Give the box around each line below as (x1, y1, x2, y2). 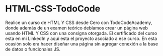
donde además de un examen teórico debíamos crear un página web (5, 24, 148, 30)
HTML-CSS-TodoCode (5, 3, 101, 14)
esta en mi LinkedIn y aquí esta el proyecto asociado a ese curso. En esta (5, 35, 157, 41)
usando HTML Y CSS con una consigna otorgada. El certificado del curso (5, 30, 157, 36)
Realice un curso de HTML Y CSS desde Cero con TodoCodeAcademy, (5, 19, 152, 25)
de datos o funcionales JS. (5, 46, 61, 52)
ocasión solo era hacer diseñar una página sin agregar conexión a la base (5, 40, 158, 46)
